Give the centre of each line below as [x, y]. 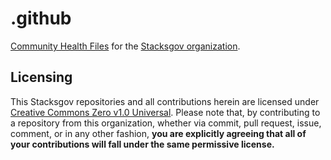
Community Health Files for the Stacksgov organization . [125, 46]
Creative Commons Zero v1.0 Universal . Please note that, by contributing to [165, 112]
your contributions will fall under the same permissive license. [142, 144]
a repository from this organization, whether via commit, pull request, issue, [166, 123]
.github [41, 18]
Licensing [41, 77]
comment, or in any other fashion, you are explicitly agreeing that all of [158, 133]
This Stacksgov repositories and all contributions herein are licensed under [165, 101]
